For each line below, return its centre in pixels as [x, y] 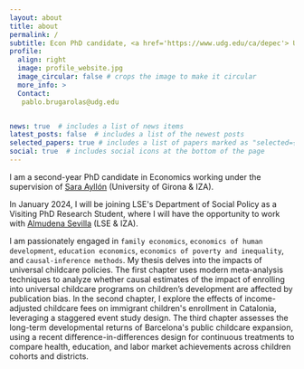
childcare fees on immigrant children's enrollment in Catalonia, [161, 307]
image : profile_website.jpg [71, 69]
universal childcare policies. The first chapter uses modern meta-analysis [146, 270]
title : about [34, 26]
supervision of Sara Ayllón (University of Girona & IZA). [112, 186]
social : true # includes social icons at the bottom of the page [137, 151]
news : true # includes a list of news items [96, 126]
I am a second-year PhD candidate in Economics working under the [135, 176]
